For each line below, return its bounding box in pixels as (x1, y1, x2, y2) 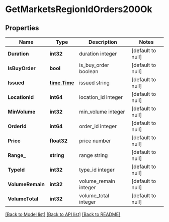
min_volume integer (79, 108, 125, 115)
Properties (5, 24, 39, 32)
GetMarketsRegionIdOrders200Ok (5, 4, 152, 15)
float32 (49, 137, 68, 144)
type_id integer (79, 166, 115, 173)
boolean (79, 68, 99, 75)
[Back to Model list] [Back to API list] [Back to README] (5, 211, 121, 217)
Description (89, 39, 117, 45)
